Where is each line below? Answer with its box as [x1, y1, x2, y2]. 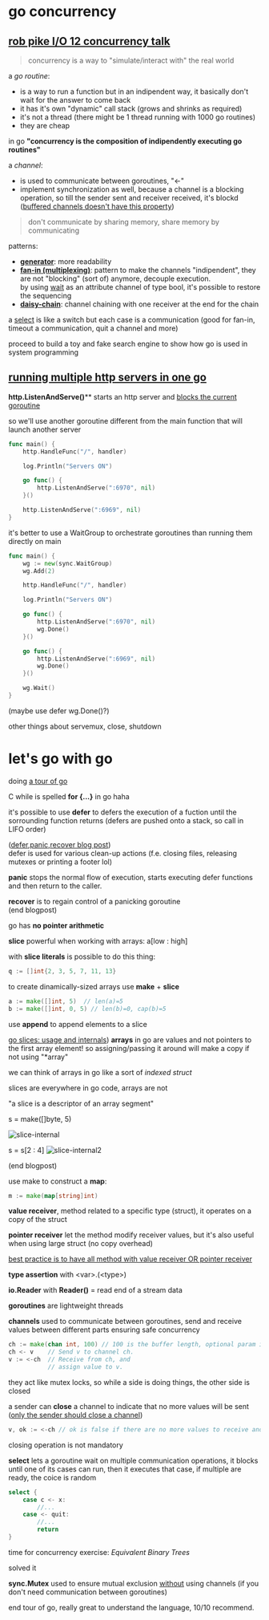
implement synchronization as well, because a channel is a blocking [19, 185, 244, 194]
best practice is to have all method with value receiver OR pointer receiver [8, 1254, 252, 1264]
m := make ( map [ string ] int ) [8, 1192, 98, 1200]
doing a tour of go [8, 776, 68, 786]
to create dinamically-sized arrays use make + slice [8, 981, 180, 991]
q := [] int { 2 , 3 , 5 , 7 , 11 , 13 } [8, 967, 117, 975]
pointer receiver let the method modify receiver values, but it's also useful [8, 1230, 255, 1240]
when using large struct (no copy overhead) [8, 1239, 154, 1248]
